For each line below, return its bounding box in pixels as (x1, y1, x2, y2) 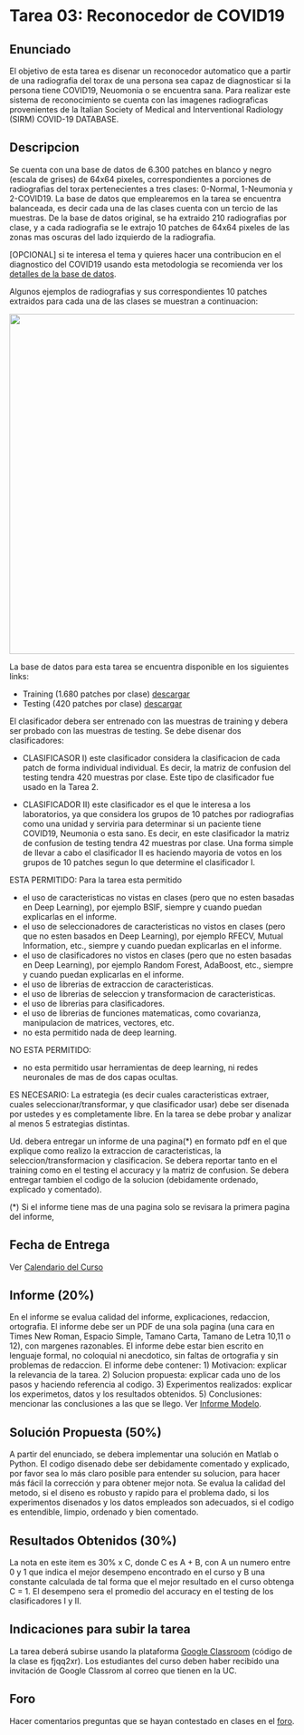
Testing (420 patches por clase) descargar (22, 697, 183, 708)
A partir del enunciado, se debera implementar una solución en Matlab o (9, 1448, 279, 1460)
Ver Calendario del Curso (9, 1262, 104, 1272)
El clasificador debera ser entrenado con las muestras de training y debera (9, 716, 289, 726)
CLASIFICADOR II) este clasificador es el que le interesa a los (22, 799, 252, 810)
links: (9, 670, 30, 681)
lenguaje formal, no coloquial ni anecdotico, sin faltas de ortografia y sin (9, 1350, 279, 1361)
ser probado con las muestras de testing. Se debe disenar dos (9, 725, 242, 736)
